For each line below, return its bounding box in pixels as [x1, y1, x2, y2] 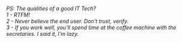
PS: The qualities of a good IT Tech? [6, 5, 97, 12]
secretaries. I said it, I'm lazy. [6, 30, 79, 37]
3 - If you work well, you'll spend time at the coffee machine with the [6, 24, 177, 31]
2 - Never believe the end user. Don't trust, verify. [6, 17, 129, 24]
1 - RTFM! [6, 11, 31, 18]
